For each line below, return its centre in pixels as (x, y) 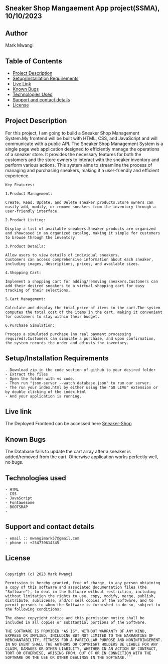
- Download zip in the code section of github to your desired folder (80, 370)
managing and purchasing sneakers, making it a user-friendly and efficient (82, 170)
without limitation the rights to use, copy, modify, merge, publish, (80, 596)
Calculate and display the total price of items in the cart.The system (83, 308)
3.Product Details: (26, 246)
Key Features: (20, 185)
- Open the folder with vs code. (40, 378)
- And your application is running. (43, 396)
